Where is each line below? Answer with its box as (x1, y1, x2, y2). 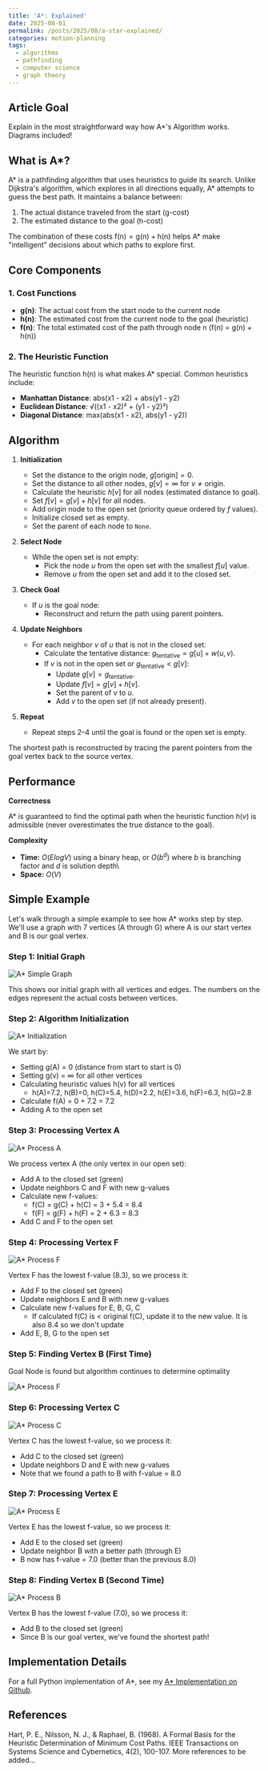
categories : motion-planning (8, 34, 106, 42)
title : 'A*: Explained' (8, 11, 88, 20)
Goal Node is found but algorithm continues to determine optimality (8, 1367, 230, 1376)
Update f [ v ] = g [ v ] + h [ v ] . (55, 680, 140, 689)
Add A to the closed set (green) (19, 1174, 124, 1183)
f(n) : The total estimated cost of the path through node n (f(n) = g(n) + (19, 322, 252, 332)
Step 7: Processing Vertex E (8, 1488, 118, 1500)
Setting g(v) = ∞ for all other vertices (19, 1070, 142, 1081)
